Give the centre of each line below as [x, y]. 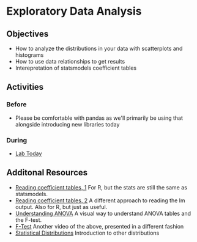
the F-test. [28, 220]
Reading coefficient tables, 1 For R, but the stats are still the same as [101, 187]
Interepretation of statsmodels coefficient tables [76, 68]
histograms [29, 55]
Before [17, 105]
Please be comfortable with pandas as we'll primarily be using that [99, 118]
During [17, 140]
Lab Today [28, 153]
